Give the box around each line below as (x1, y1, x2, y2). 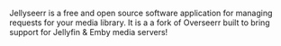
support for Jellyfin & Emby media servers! (9, 27, 168, 37)
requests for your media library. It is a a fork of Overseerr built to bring (9, 17, 270, 28)
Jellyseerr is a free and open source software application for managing (9, 8, 273, 18)
